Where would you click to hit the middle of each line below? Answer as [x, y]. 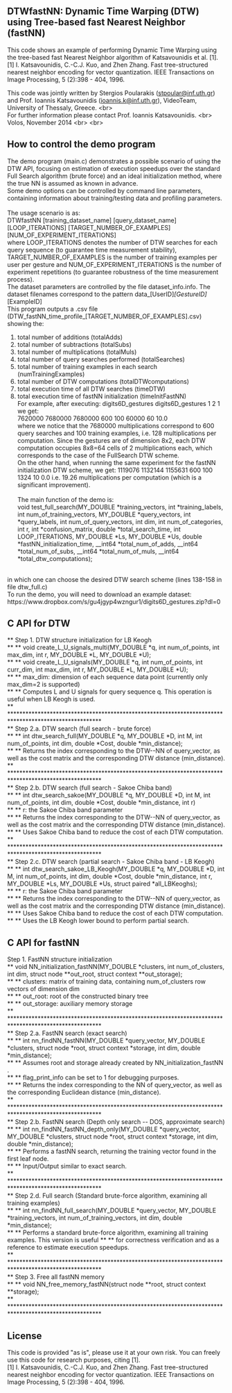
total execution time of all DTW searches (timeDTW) [91, 389]
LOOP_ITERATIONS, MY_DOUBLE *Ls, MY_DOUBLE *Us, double [110, 536]
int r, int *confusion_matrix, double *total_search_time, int [99, 529]
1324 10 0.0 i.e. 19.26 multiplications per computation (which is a [109, 477]
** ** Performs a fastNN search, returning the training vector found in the [112, 1151]
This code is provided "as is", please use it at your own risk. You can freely [114, 1353]
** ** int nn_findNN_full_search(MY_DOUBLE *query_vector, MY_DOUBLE [112, 1211]
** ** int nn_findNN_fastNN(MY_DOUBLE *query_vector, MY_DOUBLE [106, 1041]
